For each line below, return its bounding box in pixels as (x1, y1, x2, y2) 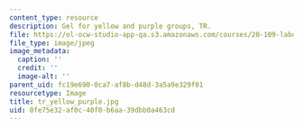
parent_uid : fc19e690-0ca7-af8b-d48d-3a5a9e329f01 (9, 80, 204, 89)
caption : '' (17, 55, 63, 64)
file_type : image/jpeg (9, 38, 95, 48)
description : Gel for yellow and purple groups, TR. (9, 22, 212, 31)
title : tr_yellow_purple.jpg (9, 96, 119, 106)
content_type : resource (9, 13, 99, 23)
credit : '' (17, 64, 59, 73)
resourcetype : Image (9, 88, 87, 97)
